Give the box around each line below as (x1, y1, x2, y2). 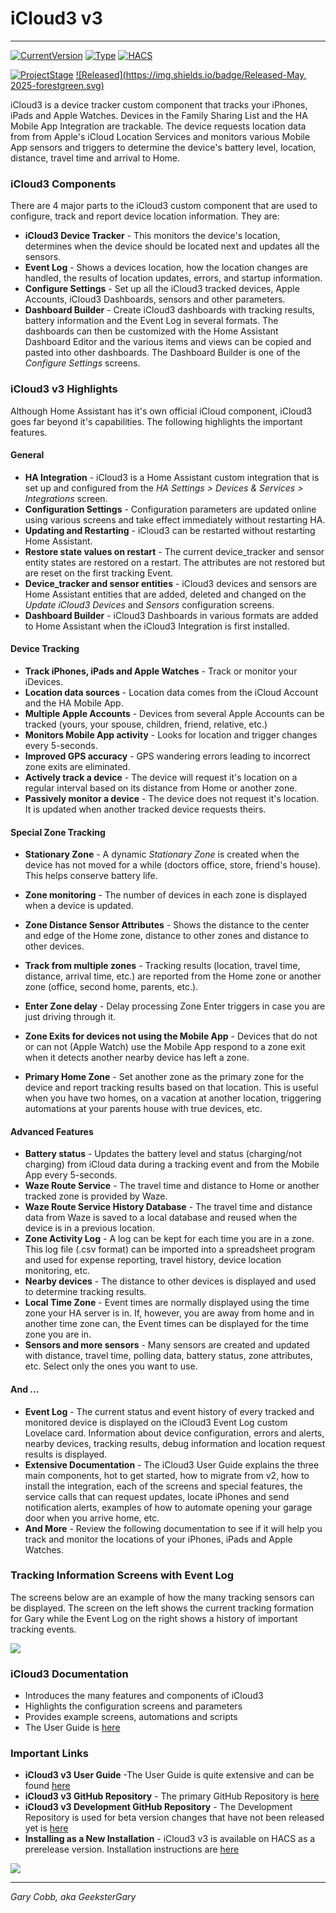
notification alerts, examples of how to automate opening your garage (24, 1501, 313, 1513)
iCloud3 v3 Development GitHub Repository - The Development (24, 1801, 293, 1813)
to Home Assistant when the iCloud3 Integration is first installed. (24, 620, 290, 632)
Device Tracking (10, 643, 80, 655)
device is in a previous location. (24, 1222, 155, 1234)
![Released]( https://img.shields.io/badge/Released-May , (75, 68, 307, 81)
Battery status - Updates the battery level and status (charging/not (24, 1148, 303, 1160)
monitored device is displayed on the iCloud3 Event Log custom (24, 1416, 288, 1428)
